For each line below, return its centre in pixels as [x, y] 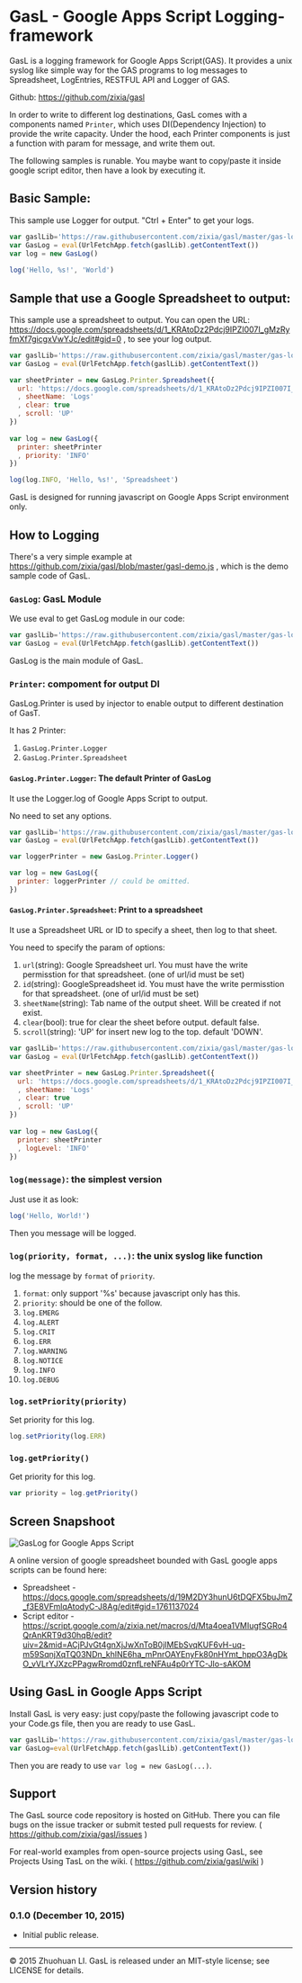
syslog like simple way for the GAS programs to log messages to [129, 70]
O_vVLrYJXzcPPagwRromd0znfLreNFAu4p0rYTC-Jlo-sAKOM [137, 1664]
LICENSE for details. [47, 1970]
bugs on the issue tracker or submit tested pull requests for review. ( [136, 1825]
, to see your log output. [167, 338]
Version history [53, 1890]
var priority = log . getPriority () [74, 1494]
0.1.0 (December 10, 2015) [67, 1916]
